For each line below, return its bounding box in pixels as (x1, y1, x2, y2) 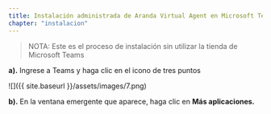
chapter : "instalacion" (8, 19, 89, 27)
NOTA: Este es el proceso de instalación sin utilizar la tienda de (27, 41, 238, 51)
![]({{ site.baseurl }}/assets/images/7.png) (8, 81, 147, 91)
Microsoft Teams (27, 50, 85, 59)
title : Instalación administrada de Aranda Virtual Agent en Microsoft (8, 11, 254, 20)
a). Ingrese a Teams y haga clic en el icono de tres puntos (8, 65, 202, 75)
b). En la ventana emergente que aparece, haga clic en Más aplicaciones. (8, 96, 256, 106)
